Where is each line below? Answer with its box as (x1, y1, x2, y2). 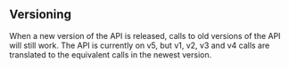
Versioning (9, 7, 71, 22)
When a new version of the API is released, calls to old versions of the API (9, 30, 281, 41)
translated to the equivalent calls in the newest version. (9, 49, 212, 60)
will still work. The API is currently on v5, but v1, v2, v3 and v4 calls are (9, 40, 270, 50)
